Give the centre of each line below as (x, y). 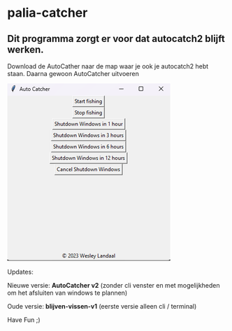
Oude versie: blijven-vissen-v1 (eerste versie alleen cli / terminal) (102, 306)
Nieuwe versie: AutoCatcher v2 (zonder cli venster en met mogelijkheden (114, 285)
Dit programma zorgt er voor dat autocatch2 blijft (116, 39)
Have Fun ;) (24, 320)
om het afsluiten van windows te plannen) (67, 293)
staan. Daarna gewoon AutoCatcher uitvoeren (73, 74)
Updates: (20, 272)
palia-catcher (48, 13)
